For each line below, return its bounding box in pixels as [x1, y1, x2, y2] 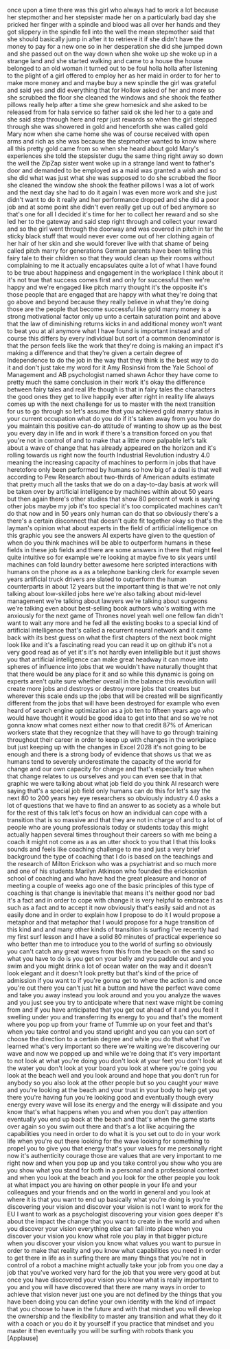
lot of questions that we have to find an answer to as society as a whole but [7, 802, 221, 809]
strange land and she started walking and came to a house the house [7, 57, 203, 65]
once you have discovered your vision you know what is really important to [7, 1276, 219, 1284]
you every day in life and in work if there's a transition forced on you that [7, 429, 213, 437]
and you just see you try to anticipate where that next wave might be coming [7, 999, 224, 1006]
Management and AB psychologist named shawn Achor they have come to [7, 371, 218, 378]
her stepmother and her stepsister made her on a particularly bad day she [7, 13, 216, 21]
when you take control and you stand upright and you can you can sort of [7, 1028, 215, 1036]
